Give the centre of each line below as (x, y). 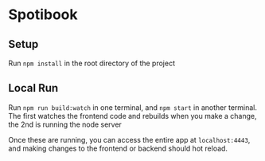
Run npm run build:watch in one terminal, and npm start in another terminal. (132, 107)
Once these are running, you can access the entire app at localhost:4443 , (129, 139)
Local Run (33, 88)
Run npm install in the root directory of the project (92, 63)
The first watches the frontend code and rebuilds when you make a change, (132, 116)
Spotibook (43, 15)
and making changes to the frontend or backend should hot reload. (118, 148)
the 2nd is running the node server (65, 124)
